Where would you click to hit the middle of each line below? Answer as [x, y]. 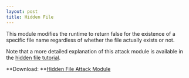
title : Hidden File [30, 17]
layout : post [22, 11]
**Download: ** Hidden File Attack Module [58, 69]
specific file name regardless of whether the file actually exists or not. [90, 40]
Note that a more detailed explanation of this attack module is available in [95, 51]
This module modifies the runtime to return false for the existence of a [91, 33]
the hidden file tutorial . [33, 57]
